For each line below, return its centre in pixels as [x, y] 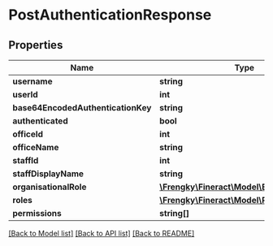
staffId [26, 160]
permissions [37, 213]
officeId [28, 134]
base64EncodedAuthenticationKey [82, 108]
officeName [36, 147]
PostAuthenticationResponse [110, 15]
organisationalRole [50, 187]
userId [25, 95]
